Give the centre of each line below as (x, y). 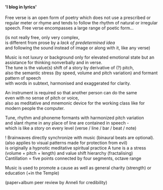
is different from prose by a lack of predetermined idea (60, 43)
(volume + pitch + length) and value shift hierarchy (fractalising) (69, 153)
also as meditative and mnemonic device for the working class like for (75, 103)
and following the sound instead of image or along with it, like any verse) (78, 48)
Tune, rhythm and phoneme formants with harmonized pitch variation (75, 118)
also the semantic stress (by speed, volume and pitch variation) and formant (81, 73)
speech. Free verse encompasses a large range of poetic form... (69, 28)
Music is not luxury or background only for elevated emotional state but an (80, 57)
